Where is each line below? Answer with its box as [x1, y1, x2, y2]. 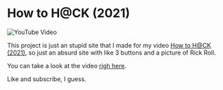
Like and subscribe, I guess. [7, 74, 87, 83]
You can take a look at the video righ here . [7, 61, 127, 70]
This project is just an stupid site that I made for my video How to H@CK [7, 41, 211, 49]
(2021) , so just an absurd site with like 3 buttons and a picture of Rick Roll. [7, 48, 216, 57]
